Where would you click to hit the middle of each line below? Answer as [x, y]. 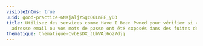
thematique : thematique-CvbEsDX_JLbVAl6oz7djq [66, 34]
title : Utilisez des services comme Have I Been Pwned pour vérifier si [100, 23]
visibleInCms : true [31, 12]
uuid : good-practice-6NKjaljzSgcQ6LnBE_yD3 [62, 17]
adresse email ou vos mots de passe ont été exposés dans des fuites [101, 28]
